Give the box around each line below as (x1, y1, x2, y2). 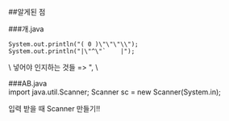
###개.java (8, 24, 44, 34)
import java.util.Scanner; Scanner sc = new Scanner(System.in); (8, 87, 222, 97)
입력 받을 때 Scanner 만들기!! (8, 104, 101, 113)
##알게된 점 (8, 7, 46, 16)
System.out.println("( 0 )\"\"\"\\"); (8, 40, 139, 48)
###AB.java (8, 79, 48, 88)
